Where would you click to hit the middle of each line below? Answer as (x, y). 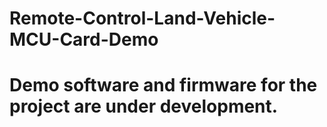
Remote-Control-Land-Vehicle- (142, 18)
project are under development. (144, 106)
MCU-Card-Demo (84, 39)
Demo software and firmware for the (163, 85)
